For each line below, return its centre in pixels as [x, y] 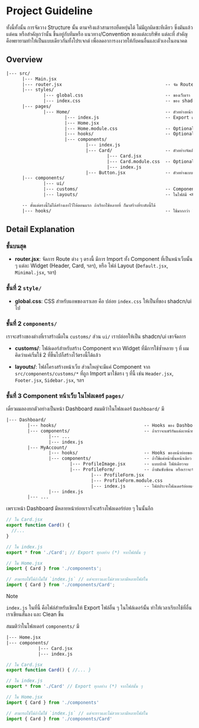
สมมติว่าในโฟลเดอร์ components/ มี [43, 626]
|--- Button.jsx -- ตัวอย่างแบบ [139, 173]
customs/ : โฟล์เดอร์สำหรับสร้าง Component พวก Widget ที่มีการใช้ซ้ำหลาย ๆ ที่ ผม [102, 348]
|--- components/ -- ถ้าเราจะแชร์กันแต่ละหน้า [110, 431]
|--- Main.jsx [39, 79]
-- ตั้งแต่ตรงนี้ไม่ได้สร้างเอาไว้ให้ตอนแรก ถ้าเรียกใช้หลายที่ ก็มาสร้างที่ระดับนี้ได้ [89, 205]
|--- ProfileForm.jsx [118, 475]
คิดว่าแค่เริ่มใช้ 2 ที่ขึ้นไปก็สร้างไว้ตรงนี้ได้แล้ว [57, 355]
